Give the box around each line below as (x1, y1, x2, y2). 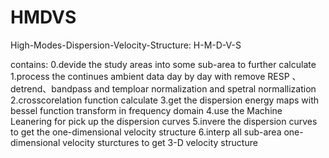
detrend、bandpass (10, 82, 93, 95)
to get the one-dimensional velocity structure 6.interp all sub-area (10, 126, 282, 138)
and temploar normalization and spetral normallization (94, 82, 317, 95)
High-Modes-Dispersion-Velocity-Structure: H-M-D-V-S (10, 39, 242, 51)
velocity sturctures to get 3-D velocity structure (62, 136, 258, 148)
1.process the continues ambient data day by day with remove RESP (10, 70, 290, 82)
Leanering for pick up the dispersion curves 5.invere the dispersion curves (10, 115, 318, 127)
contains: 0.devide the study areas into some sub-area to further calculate (10, 58, 317, 70)
